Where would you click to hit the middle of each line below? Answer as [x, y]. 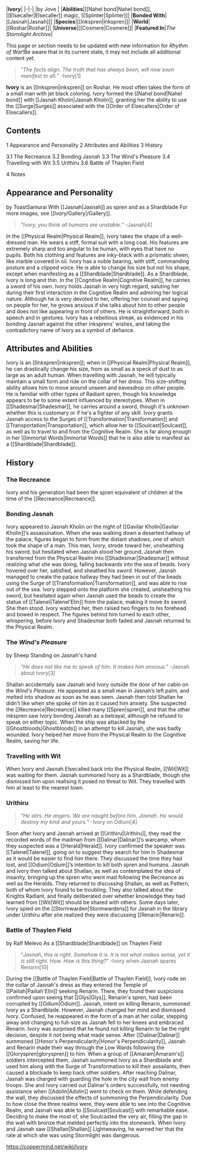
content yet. [21, 58]
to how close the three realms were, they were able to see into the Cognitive [98, 1104]
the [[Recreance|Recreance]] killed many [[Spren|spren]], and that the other [98, 709]
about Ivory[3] [38, 673]
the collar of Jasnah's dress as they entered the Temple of [77, 984]
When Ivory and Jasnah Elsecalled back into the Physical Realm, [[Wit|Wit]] [98, 769]
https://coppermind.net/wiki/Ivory [47, 1147]
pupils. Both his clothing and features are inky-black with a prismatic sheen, [98, 255]
